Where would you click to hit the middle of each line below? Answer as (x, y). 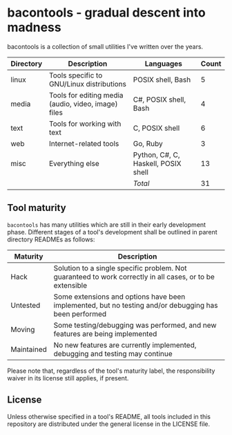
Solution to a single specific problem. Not (120, 268)
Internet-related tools (84, 143)
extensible (70, 285)
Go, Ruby (148, 143)
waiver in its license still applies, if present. (68, 378)
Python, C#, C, (156, 155)
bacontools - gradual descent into (106, 13)
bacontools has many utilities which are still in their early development (106, 224)
